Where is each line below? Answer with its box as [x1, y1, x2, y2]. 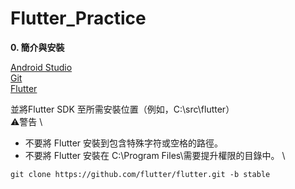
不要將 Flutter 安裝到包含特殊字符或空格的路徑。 [24, 137, 224, 149]
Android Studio [10, 61, 73, 73]
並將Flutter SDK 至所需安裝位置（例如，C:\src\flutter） [10, 103, 235, 115]
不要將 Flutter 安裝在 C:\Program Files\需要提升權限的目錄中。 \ [24, 149, 286, 161]
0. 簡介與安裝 [10, 41, 65, 53]
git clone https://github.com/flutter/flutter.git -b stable [10, 169, 271, 179]
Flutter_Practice [10, 7, 147, 30]
